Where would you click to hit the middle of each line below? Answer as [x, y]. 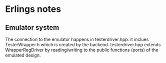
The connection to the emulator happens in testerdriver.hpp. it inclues [77, 39]
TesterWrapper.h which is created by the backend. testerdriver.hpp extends [83, 45]
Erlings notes [33, 9]
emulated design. [23, 55]
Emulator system [32, 28]
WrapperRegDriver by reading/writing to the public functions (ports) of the [82, 50]
